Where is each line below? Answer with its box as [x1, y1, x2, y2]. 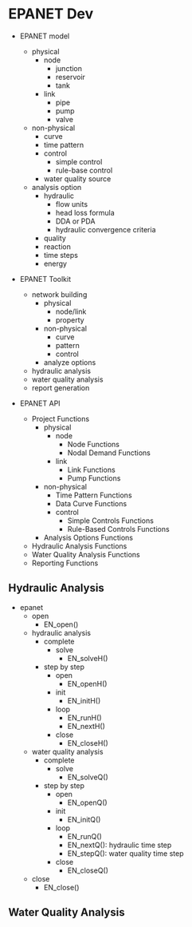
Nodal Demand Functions [67, 448, 151, 458]
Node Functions [67, 439, 120, 449]
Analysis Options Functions [43, 533, 134, 542]
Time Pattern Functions [55, 490, 133, 500]
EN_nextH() [67, 721, 106, 731]
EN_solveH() [67, 653, 108, 663]
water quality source [43, 173, 112, 184]
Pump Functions [67, 473, 121, 483]
